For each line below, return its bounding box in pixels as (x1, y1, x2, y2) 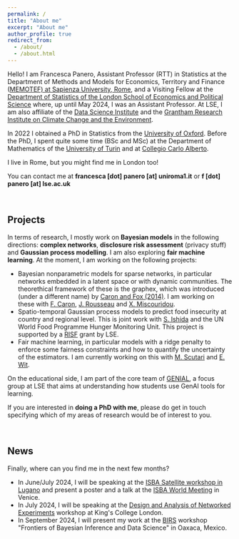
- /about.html (14, 51, 56, 58)
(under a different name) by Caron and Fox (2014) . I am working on (17, 292, 215, 300)
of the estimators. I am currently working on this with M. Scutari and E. (17, 352, 225, 361)
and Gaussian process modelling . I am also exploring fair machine (7, 247, 205, 257)
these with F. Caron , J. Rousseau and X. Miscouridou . (17, 299, 176, 308)
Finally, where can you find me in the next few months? (7, 464, 170, 473)
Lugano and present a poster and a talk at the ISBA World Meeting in (17, 486, 220, 494)
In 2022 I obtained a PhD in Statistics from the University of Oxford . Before (7, 129, 227, 138)
